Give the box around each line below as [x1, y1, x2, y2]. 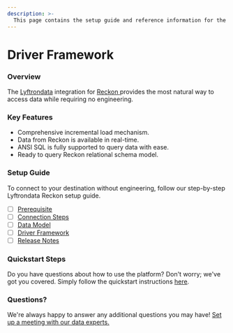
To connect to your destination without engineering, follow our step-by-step [7, 184, 225, 192]
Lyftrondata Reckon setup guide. [7, 191, 101, 200]
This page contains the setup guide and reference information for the [13, 17, 227, 24]
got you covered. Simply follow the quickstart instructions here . [7, 277, 190, 286]
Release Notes [17, 236, 59, 244]
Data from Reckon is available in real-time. [17, 135, 140, 144]
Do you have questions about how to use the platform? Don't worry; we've [7, 270, 221, 279]
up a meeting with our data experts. [7, 318, 110, 327]
